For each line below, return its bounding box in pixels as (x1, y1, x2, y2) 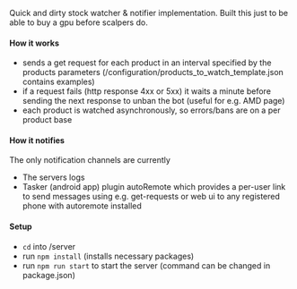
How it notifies (9, 134, 66, 146)
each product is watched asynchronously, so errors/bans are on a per (22, 105, 281, 115)
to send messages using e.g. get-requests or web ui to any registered (22, 191, 281, 202)
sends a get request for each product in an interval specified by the (22, 57, 272, 68)
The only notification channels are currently (9, 155, 170, 166)
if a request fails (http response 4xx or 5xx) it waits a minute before (22, 86, 272, 97)
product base (22, 115, 73, 125)
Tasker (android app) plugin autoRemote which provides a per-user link (22, 182, 286, 192)
